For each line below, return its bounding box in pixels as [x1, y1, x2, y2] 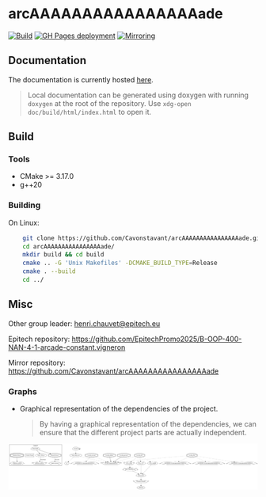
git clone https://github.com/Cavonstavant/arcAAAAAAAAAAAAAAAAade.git [22, 234, 264, 242]
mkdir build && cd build [22, 251, 104, 259]
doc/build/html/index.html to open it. [27, 107, 152, 116]
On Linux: [8, 218, 40, 227]
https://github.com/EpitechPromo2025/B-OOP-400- [71, 334, 242, 343]
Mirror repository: [8, 358, 66, 367]
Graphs [8, 385, 37, 396]
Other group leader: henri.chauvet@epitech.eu [8, 318, 161, 328]
